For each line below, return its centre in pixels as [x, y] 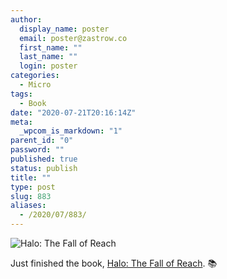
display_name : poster [64, 29]
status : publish [44, 168]
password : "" [37, 150]
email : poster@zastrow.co [73, 38]
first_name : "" [51, 47]
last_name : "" [48, 57]
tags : [21, 94]
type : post [33, 187]
